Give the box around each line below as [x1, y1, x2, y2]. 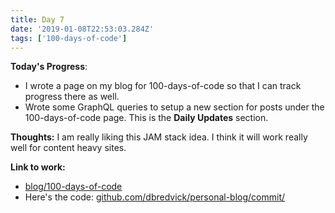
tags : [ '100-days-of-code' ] [10, 33, 128, 43]
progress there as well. [24, 91, 120, 103]
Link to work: [10, 161, 66, 173]
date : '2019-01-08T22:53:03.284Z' [10, 24, 155, 34]
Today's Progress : [10, 61, 88, 73]
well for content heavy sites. [10, 142, 127, 154]
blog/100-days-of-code [24, 181, 123, 193]
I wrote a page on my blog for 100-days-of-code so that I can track [24, 80, 302, 92]
